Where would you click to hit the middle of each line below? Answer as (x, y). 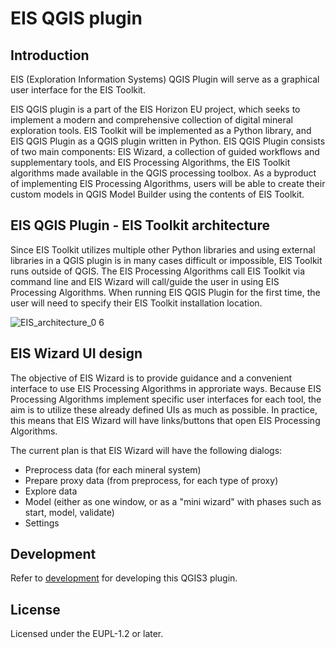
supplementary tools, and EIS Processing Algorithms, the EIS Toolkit (150, 162)
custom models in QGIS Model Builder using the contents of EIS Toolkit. (157, 194)
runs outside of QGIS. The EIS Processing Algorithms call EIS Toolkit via (158, 271)
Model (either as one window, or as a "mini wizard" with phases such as (173, 501)
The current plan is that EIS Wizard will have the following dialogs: (146, 450)
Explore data (51, 491)
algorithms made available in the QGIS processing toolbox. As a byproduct (163, 173)
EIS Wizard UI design (76, 353)
